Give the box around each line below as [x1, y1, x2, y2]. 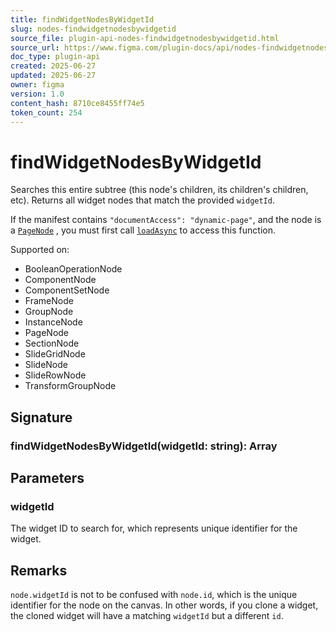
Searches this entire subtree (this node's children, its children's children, [10, 184, 309, 196]
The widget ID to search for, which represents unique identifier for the [10, 522, 298, 535]
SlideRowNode [24, 369, 87, 381]
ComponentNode [24, 274, 97, 286]
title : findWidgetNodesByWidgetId [10, 14, 155, 25]
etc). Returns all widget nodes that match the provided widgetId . [10, 194, 275, 206]
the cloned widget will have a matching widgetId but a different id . [10, 610, 284, 622]
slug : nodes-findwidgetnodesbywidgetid [10, 24, 177, 34]
